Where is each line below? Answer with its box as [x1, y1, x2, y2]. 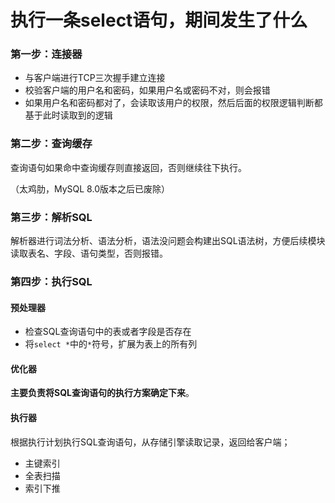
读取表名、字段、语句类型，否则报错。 [10, 247, 168, 260]
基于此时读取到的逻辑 [24, 109, 113, 121]
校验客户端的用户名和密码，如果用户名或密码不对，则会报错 [24, 84, 271, 96]
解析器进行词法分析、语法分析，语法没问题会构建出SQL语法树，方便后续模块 [10, 235, 326, 247]
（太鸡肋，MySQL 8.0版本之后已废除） [10, 182, 170, 195]
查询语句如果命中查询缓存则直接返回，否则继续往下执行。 [10, 161, 247, 173]
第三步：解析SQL [10, 210, 93, 224]
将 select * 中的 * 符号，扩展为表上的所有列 [24, 338, 198, 350]
